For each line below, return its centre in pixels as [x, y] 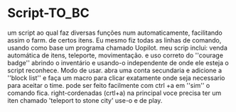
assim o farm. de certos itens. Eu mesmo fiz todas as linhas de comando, [114, 40]
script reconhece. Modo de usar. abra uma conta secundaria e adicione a [115, 70]
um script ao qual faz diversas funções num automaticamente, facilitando [115, 33]
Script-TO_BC [49, 13]
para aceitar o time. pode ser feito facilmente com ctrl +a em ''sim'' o [109, 85]
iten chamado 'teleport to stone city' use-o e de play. [85, 100]
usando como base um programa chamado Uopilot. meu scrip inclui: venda [117, 47]
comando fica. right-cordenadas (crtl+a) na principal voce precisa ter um [114, 93]
